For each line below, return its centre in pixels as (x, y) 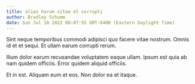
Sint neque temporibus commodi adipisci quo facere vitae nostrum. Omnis (98, 40)
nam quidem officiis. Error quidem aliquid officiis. (67, 63)
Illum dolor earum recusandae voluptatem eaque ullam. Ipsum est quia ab (97, 57)
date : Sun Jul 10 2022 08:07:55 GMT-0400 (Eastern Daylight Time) (91, 22)
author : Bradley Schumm (36, 17)
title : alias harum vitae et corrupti (54, 12)
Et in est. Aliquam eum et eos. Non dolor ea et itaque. (72, 75)
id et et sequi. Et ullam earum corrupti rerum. (61, 46)
